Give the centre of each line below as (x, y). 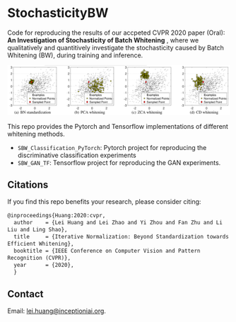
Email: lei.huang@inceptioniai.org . (57, 311)
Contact (25, 294)
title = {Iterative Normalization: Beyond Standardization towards (122, 237)
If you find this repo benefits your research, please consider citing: (104, 202)
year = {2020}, (44, 265)
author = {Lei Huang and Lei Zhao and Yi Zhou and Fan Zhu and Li (118, 223)
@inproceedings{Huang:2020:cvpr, (57, 216)
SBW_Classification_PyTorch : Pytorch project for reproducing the (112, 147)
